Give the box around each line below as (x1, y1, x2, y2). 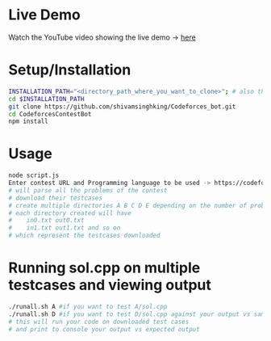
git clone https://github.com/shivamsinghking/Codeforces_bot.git (8, 103, 236, 111)
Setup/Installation (8, 61, 131, 79)
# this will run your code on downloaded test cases (8, 318, 190, 326)
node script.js (8, 171, 60, 179)
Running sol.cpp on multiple (8, 259, 201, 277)
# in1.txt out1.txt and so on (8, 224, 121, 232)
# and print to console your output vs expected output (8, 325, 200, 333)
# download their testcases (8, 194, 103, 202)
